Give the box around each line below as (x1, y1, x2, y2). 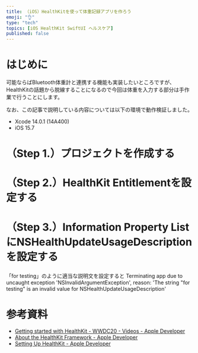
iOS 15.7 (14, 124, 35, 131)
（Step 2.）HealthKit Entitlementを (6, 176, 181, 190)
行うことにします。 (16, 94, 63, 101)
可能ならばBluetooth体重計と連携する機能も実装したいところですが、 (6, 79, 175, 86)
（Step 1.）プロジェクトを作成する (6, 147, 175, 161)
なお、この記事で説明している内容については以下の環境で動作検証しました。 (6, 106, 193, 113)
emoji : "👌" (6, 14, 35, 20)
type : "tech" (6, 20, 39, 25)
